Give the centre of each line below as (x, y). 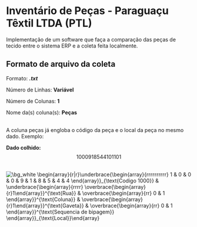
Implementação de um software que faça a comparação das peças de (91, 39)
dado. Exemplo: (25, 136)
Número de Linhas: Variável (40, 90)
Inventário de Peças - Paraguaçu (87, 11)
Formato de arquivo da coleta (61, 64)
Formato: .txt (22, 78)
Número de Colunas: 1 (33, 101)
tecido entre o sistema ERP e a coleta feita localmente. (72, 46)
